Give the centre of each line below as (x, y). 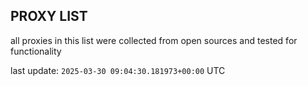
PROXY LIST (49, 16)
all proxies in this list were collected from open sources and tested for (154, 40)
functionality (36, 51)
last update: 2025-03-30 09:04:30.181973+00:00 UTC (118, 70)
